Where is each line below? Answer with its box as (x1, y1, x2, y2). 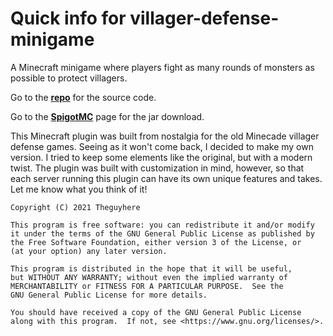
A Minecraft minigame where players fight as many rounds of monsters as (10, 61, 315, 73)
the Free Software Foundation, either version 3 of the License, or (10, 237, 302, 247)
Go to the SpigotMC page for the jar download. (10, 110, 205, 122)
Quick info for (10, 7, 127, 30)
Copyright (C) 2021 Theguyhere (10, 202, 141, 212)
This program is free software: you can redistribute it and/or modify (10, 220, 315, 230)
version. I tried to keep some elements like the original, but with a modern (10, 151, 313, 163)
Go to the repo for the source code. (10, 91, 157, 103)
